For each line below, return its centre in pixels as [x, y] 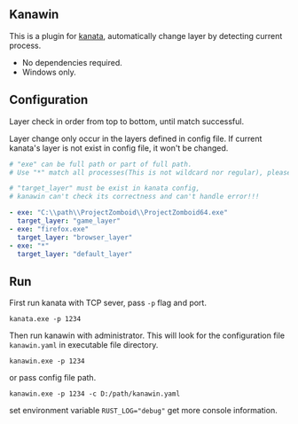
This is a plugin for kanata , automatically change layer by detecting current [146, 35]
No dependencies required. [72, 62]
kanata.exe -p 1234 [45, 319]
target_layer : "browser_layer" [75, 237]
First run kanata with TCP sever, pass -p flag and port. [108, 303]
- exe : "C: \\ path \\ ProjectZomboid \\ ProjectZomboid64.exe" [118, 213]
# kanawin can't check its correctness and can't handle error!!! [134, 197]
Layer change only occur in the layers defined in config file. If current [136, 138]
